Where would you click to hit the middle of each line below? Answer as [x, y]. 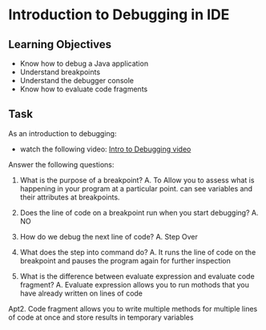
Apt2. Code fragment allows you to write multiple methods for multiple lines [133, 308]
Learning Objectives [60, 44]
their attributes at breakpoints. [70, 197]
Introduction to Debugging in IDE [119, 15]
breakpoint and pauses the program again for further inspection [125, 260]
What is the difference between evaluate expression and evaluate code [137, 276]
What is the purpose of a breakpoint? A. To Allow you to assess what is [137, 180]
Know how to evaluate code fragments [84, 89]
